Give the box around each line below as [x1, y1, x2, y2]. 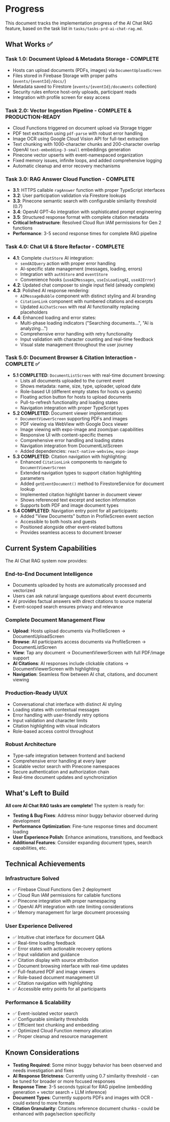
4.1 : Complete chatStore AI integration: [12, 254, 94, 261]
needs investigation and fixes [12, 1067, 74, 1074]
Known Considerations [5, 1049, 80, 1057]
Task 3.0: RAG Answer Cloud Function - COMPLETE [5, 175, 135, 183]
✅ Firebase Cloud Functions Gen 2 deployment [12, 886, 111, 892]
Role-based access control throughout [12, 728, 94, 734]
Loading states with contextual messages [12, 706, 100, 712]
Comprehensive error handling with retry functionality [20, 330, 133, 337]
